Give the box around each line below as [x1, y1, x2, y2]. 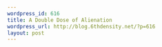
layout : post [7, 29, 45, 37]
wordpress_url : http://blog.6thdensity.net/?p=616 [7, 23, 156, 30]
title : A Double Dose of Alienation [7, 17, 112, 23]
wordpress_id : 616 [7, 10, 60, 17]
